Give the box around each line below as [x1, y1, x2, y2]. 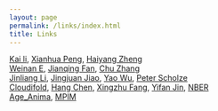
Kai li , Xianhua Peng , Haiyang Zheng [9, 54, 142, 65]
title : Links [9, 29, 58, 38]
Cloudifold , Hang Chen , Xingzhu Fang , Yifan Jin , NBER [9, 82, 209, 93]
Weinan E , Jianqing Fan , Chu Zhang [9, 63, 141, 74]
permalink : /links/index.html [9, 21, 122, 30]
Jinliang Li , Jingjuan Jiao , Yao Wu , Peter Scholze [9, 73, 189, 83]
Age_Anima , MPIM [9, 91, 77, 102]
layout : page [9, 12, 58, 22]
